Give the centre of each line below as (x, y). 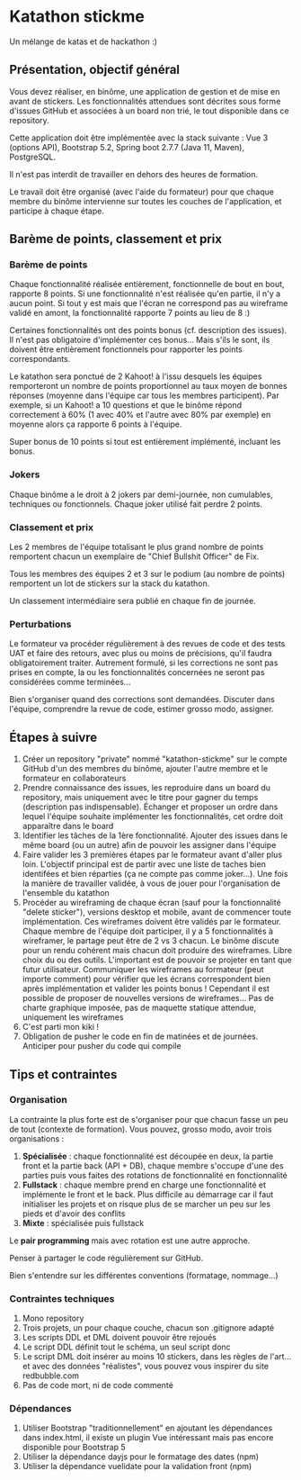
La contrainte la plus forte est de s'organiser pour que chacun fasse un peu (149, 1119)
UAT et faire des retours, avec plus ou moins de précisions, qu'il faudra (141, 654)
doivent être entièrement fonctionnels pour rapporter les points (126, 349)
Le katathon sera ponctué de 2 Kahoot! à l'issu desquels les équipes (136, 376)
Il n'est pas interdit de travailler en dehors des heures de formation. (134, 174)
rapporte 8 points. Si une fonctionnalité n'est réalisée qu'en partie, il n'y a (145, 293)
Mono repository (53, 1318)
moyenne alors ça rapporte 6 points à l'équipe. (96, 424)
